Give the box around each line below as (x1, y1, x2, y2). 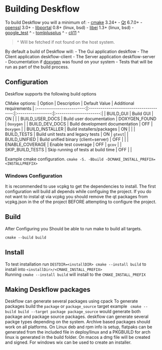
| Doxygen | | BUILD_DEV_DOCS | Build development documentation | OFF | (5, 121, 153, 127)
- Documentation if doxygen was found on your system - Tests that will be (5, 59, 153, 64)
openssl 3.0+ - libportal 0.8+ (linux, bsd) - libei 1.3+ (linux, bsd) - (5, 24, 134, 30)
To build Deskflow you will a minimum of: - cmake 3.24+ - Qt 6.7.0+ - (5, 19, 143, 25)
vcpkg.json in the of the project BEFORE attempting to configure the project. (5, 199, 157, 205)
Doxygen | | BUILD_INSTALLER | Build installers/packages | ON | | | (5, 126, 135, 132)
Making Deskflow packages (5, 286, 90, 294)
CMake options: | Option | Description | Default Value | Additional (5, 100, 134, 106)
